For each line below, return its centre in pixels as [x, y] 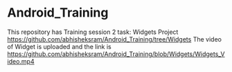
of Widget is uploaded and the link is [60, 46]
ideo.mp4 [21, 61]
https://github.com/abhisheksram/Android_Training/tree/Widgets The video [114, 39]
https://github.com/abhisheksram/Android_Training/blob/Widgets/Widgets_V [116, 54]
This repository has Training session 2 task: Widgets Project [93, 32]
